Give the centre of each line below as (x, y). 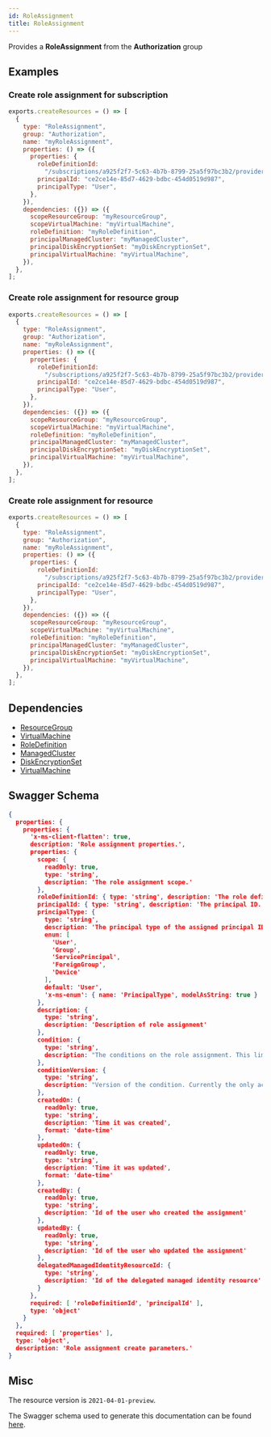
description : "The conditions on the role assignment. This (147, 1055)
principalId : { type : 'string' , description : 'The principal (142, 905)
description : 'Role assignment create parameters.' (104, 1348)
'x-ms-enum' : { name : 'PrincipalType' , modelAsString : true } (151, 995)
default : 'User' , (73, 987)
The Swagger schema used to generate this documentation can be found (130, 1416)
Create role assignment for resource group (94, 298)
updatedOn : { (59, 1145)
